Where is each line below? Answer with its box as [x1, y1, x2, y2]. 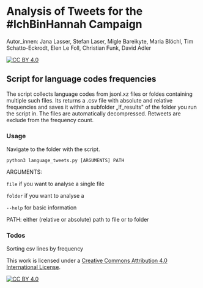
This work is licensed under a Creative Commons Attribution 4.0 [6, 257, 168, 265]
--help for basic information [6, 204, 77, 211]
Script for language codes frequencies [6, 74, 157, 84]
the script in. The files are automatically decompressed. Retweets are [6, 109, 182, 117]
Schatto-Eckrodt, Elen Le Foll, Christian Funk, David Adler [6, 44, 152, 52]
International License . [6, 263, 61, 271]
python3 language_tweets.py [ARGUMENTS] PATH [6, 158, 124, 164]
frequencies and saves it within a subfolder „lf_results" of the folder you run [6, 103, 197, 111]
